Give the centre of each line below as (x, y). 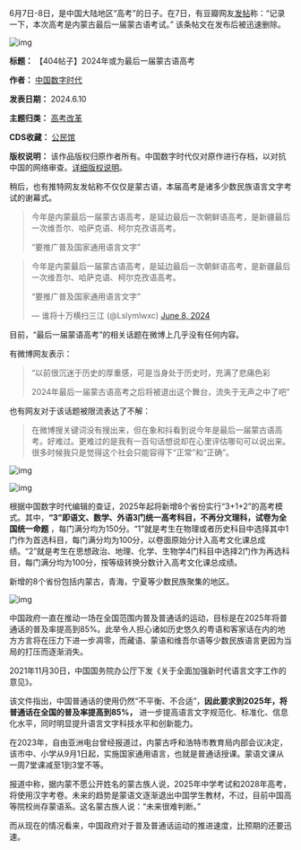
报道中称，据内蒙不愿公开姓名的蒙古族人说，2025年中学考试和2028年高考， (150, 784)
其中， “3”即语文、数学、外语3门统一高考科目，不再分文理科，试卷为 (152, 517)
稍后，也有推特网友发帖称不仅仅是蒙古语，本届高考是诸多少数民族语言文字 (146, 186)
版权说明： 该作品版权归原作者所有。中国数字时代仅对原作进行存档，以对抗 (148, 156)
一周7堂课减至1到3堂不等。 (59, 765)
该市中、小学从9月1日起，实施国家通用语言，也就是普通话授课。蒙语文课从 (147, 754)
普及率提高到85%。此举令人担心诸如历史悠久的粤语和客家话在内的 (155, 629)
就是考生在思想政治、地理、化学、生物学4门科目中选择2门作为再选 (159, 551)
